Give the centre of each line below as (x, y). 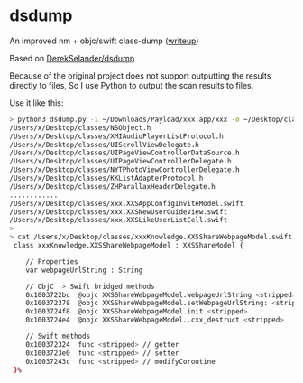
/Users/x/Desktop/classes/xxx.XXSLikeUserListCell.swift (119, 220)
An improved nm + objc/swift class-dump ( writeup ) (104, 41)
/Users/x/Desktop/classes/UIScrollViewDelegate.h (105, 145)
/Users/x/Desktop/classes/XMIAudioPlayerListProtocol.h (116, 136)
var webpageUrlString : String (84, 270)
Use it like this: (37, 103)
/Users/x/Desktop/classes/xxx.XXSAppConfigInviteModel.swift (127, 203)
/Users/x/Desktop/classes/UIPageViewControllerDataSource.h (125, 153)
